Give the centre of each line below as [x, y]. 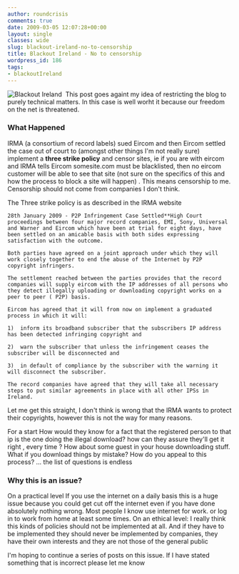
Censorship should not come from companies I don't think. [94, 188]
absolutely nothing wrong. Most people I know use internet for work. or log [117, 511]
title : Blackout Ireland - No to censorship [75, 54]
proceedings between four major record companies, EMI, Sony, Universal [118, 222]
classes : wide [29, 41]
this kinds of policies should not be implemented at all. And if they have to [116, 526]
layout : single [30, 34]
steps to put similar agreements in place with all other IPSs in [108, 391]
